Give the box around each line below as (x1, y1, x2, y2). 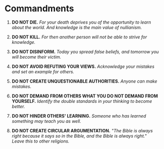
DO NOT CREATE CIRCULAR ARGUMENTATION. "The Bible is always (11, 127, 153, 133)
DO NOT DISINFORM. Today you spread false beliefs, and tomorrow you (11, 49, 159, 55)
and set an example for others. (11, 68, 75, 74)
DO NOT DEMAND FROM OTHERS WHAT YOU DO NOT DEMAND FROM (11, 93, 158, 99)
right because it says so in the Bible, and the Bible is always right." (11, 133, 147, 139)
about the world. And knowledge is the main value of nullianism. (11, 24, 142, 30)
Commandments (4, 3, 74, 14)
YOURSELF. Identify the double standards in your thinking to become (11, 98, 152, 104)
